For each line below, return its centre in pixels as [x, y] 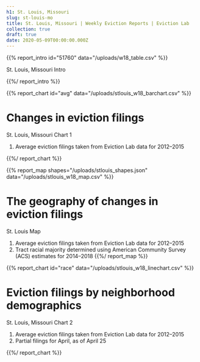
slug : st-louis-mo [30, 18]
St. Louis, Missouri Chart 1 [39, 134]
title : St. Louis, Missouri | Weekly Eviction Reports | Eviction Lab [98, 23]
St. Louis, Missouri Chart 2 [40, 322]
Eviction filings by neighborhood [91, 293]
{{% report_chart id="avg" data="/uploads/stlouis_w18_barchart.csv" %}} [99, 93]
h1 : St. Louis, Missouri [38, 12]
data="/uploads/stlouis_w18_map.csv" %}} [60, 176]
